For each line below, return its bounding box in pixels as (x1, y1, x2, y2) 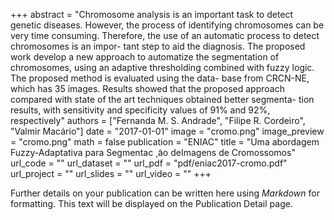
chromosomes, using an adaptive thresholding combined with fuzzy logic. (10, 62, 315, 73)
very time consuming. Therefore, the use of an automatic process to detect (10, 30, 320, 41)
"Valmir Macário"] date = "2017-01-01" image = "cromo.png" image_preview (10, 125, 325, 137)
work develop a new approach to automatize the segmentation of (10, 51, 280, 63)
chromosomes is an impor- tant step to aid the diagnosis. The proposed (10, 40, 306, 52)
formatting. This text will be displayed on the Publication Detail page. (10, 198, 293, 209)
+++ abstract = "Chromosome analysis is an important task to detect (10, 9, 294, 20)
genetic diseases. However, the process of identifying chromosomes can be (10, 19, 325, 31)
